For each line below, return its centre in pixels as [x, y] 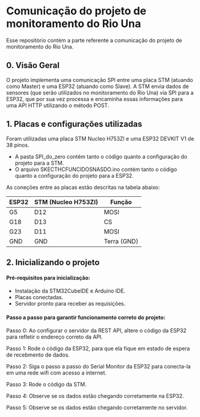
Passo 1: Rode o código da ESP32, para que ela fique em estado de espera [98, 349]
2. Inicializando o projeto [53, 262]
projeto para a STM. [39, 163]
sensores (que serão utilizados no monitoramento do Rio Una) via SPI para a [100, 92]
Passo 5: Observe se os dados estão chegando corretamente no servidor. [97, 407]
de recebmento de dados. [38, 355]
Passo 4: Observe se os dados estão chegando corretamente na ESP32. [95, 396]
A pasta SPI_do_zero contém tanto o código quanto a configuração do [101, 156]
